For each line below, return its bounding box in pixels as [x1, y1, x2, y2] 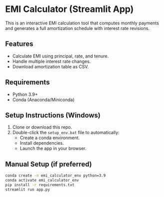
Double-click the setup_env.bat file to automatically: [12, 130, 120, 136]
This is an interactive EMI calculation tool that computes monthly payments [5, 20, 160, 26]
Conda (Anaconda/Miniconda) [12, 96, 75, 103]
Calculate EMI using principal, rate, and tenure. [12, 53, 109, 59]
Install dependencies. [19, 140, 64, 146]
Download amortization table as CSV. [12, 63, 89, 69]
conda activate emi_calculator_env [5, 178, 79, 183]
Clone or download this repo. [12, 124, 72, 130]
